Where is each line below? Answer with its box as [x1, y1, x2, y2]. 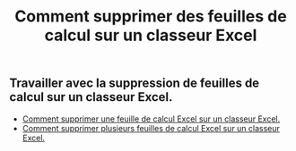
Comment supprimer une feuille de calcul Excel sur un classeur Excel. [22, 113, 281, 124]
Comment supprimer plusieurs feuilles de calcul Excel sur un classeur [22, 122, 281, 133]
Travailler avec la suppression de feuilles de [9, 76, 260, 91]
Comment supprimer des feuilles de [14, 6, 287, 27]
